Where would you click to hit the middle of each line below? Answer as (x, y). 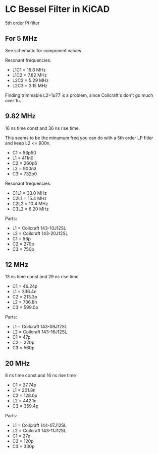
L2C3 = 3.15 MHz (30, 85)
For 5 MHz (21, 38)
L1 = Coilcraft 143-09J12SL (40, 327)
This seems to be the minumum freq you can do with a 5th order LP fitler (79, 138)
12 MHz (17, 265)
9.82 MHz (21, 116)
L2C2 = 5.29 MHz (30, 80)
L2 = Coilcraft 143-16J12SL (40, 332)
